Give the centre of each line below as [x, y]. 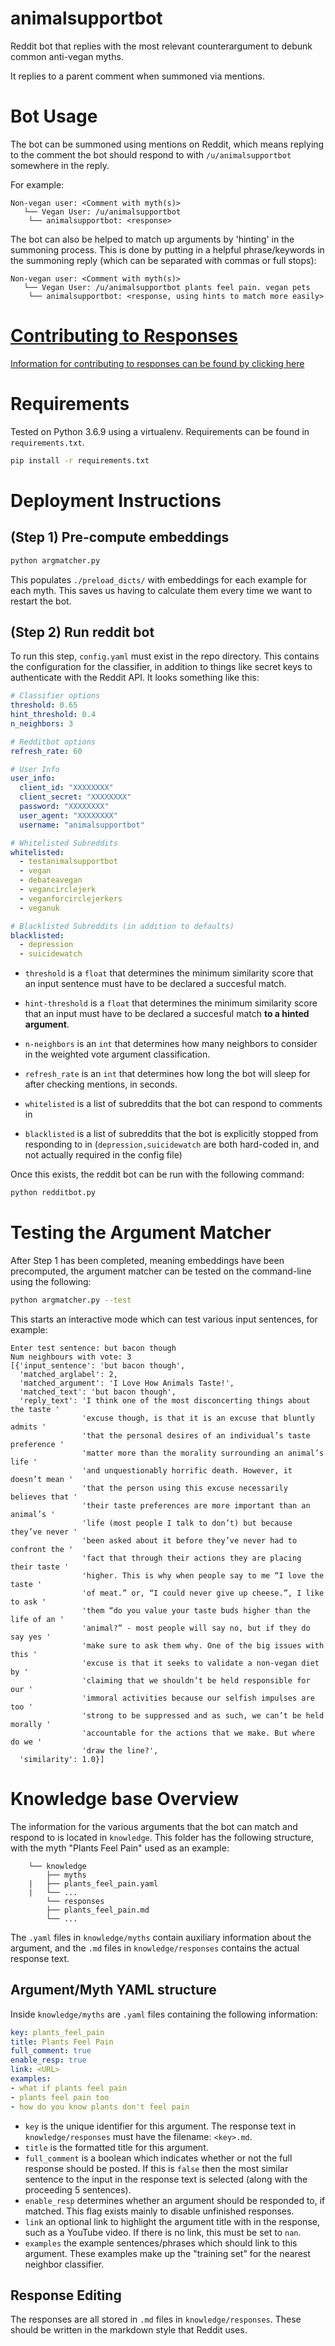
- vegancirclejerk [58, 890]
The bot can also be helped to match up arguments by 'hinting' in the [152, 239]
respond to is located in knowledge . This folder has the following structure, [162, 1837]
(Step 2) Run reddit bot [82, 632]
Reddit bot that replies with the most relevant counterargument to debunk [161, 46]
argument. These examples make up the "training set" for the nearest [167, 2253]
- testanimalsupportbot [68, 862]
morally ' [31, 1724]
